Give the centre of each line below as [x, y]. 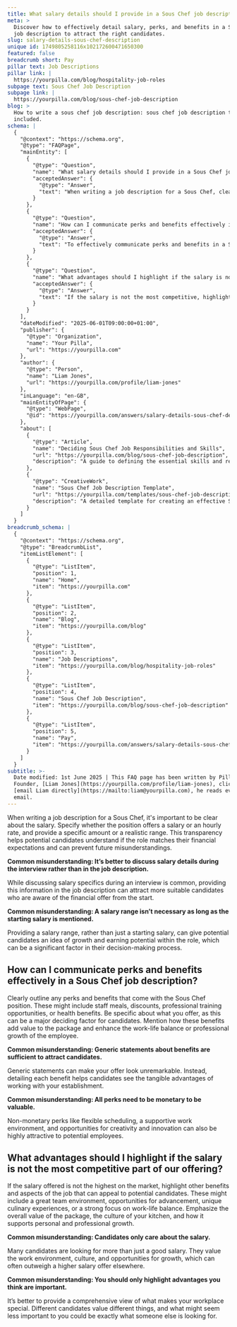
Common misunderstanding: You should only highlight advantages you [114, 1280]
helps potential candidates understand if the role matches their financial [112, 840]
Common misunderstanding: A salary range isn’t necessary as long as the [118, 911]
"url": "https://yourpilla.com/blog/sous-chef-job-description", [131, 455]
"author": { [37, 363]
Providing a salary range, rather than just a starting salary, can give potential [118, 933]
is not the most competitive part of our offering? [115, 1169]
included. [28, 119]
